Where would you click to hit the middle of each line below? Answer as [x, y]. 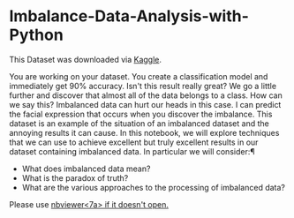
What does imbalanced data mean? [86, 169]
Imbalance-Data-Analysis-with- [129, 16]
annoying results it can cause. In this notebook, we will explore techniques [144, 132]
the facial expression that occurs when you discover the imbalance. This [141, 114]
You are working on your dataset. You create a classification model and [139, 76]
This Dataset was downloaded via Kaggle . [85, 59]
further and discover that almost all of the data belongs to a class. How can [146, 95]
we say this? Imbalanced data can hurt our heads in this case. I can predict [145, 104]
